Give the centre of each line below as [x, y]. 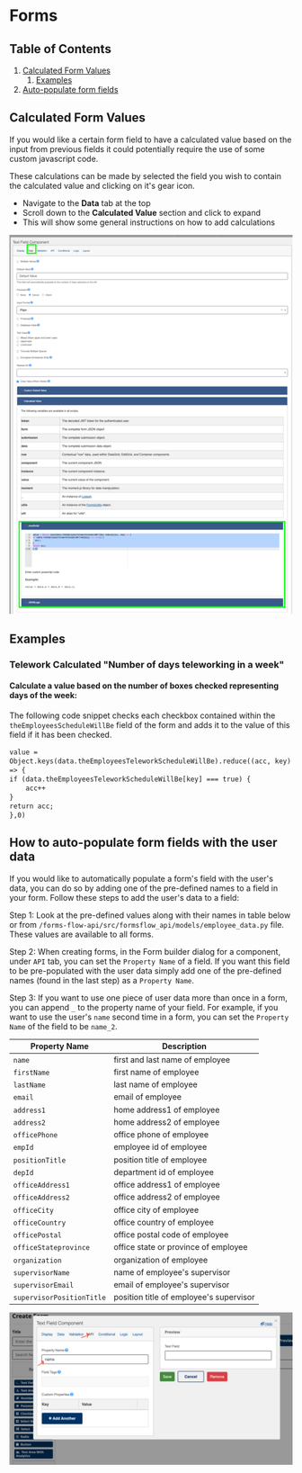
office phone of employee [161, 1135]
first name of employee [156, 1072]
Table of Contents [61, 49]
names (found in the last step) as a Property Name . [102, 980]
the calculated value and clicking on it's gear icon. [102, 185]
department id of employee [164, 1172]
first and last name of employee [172, 1059]
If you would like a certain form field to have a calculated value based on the [151, 139]
